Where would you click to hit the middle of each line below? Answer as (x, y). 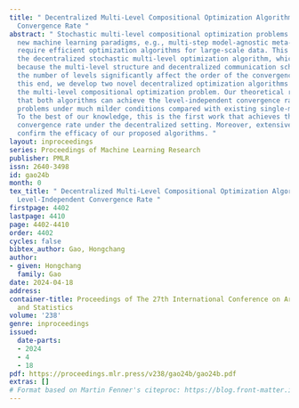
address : (25, 290)
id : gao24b (29, 175)
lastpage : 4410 (37, 216)
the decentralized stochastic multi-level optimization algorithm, (145, 59)
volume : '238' (36, 316)
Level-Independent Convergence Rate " (89, 200)
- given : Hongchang (45, 266)
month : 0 (25, 184)
